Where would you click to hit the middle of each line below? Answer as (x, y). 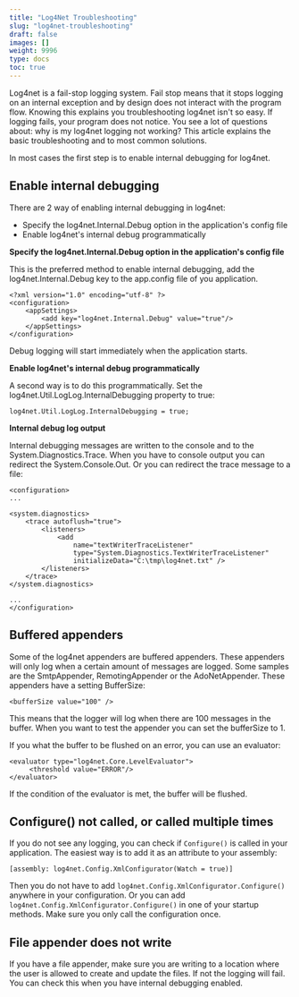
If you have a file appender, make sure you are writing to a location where (144, 964)
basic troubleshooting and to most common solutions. (108, 141)
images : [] (29, 43)
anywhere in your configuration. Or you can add (97, 895)
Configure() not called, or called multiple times (141, 821)
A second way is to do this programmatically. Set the (106, 385)
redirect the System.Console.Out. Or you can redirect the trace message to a (150, 464)
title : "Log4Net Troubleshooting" (74, 17)
